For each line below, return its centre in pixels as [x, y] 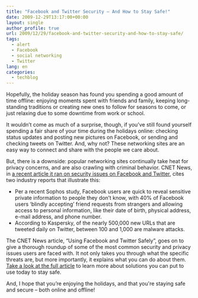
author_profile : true [33, 28]
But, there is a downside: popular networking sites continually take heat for [97, 161]
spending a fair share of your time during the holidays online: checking [92, 131]
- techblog [25, 77]
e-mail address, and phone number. [58, 217]
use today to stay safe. [34, 272]
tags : [13, 39]
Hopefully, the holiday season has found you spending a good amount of [95, 95]
